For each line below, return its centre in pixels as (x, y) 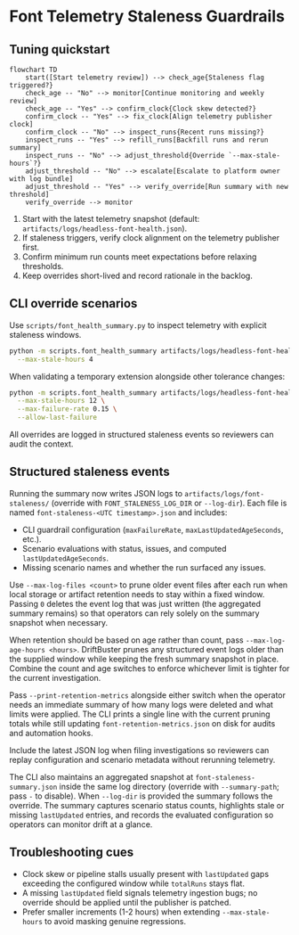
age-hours (28, 650)
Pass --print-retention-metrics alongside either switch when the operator (148, 695)
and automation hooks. (51, 733)
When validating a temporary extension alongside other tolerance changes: (147, 376)
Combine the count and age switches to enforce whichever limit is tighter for (149, 668)
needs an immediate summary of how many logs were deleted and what (141, 704)
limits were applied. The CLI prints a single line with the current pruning (140, 714)
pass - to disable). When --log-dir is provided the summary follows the (141, 796)
